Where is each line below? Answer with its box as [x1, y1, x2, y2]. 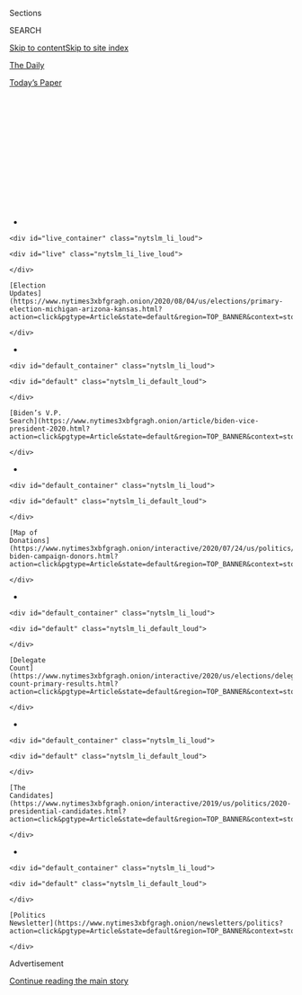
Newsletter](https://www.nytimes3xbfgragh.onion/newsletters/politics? [9, 919, 283, 928]
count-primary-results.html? [9, 680, 119, 689]
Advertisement [9, 958, 65, 969]
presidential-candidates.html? [9, 807, 127, 816]
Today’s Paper [9, 77, 63, 88]
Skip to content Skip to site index [9, 42, 129, 53]
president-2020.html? [9, 424, 91, 433]
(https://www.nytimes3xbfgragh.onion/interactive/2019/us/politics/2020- [9, 799, 292, 808]
